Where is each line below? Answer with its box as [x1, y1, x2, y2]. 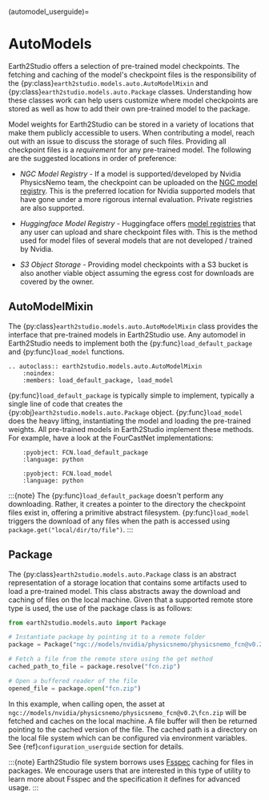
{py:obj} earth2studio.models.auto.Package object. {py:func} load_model [8, 407, 243, 417]
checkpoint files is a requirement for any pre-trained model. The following [8, 144, 252, 155]
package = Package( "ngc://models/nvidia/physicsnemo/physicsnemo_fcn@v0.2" [8, 640, 267, 648]
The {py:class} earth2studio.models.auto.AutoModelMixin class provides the [8, 321, 259, 331]
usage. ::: [8, 782, 39, 792]
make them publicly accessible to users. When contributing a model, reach [8, 127, 255, 137]
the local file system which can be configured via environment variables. [8, 733, 247, 742]
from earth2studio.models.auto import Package [8, 619, 167, 627]
